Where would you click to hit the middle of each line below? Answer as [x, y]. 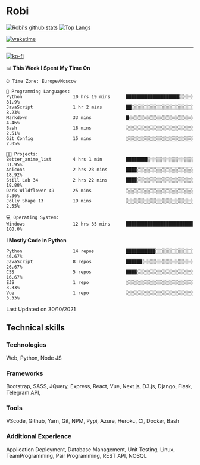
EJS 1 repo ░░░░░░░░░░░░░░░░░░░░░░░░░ [100, 282]
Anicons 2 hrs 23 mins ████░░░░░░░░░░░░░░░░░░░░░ [100, 170]
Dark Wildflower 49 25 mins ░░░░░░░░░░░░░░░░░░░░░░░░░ [100, 191]
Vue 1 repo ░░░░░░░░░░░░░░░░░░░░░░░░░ [100, 293]
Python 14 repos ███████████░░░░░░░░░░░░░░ [100, 251]
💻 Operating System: [33, 217]
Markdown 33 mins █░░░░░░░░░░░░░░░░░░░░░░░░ [100, 117]
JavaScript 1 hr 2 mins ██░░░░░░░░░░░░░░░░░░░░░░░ [100, 107]
